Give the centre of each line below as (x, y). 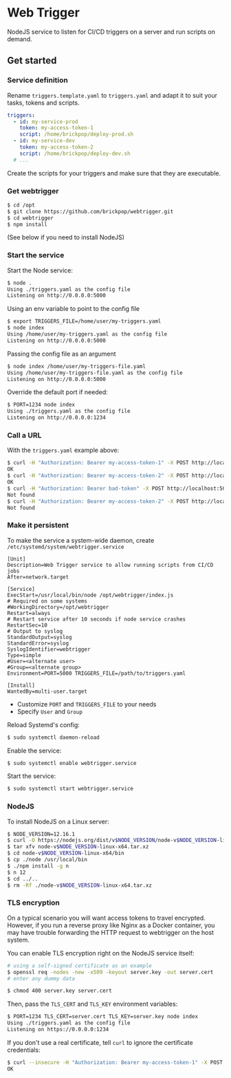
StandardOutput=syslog (40, 637)
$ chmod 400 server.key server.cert (59, 991)
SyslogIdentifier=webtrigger (49, 649)
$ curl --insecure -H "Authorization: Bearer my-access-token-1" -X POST (115, 1062)
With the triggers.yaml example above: (63, 450)
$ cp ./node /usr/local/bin (47, 860)
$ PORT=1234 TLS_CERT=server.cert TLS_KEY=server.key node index (102, 1017)
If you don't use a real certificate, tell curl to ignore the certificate (100, 1042)
